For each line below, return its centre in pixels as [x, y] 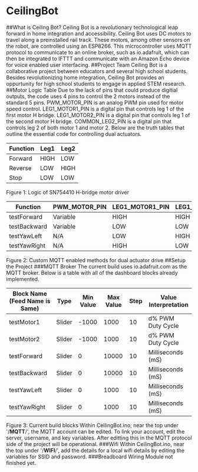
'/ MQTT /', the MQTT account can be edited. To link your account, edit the [95, 431]
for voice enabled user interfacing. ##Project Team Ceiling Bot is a [87, 65]
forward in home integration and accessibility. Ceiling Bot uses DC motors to [99, 33]
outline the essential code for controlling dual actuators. [74, 134]
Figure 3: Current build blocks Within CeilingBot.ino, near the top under [92, 425]
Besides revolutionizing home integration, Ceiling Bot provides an [85, 77]
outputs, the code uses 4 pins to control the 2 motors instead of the [88, 96]
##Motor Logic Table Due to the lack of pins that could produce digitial [92, 90]
